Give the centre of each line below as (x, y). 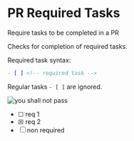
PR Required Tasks (64, 13)
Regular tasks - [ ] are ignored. (55, 86)
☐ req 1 (29, 114)
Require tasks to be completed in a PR (63, 33)
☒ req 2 (29, 121)
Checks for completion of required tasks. (68, 46)
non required (46, 130)
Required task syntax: (39, 60)
